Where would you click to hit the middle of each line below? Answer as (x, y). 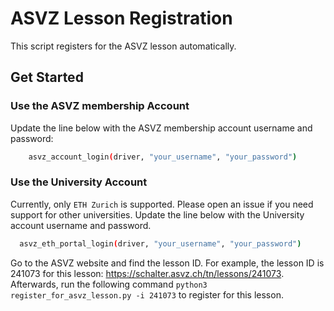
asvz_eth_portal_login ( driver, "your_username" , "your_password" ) (160, 243)
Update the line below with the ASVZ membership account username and (161, 128)
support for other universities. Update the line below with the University (157, 214)
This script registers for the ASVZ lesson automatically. (123, 46)
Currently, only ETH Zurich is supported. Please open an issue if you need (162, 204)
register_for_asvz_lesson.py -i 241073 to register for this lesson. (147, 294)
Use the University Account (79, 182)
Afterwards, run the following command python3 (109, 284)
